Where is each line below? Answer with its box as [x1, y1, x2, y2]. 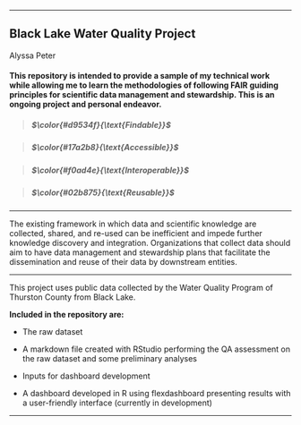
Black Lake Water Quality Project [9, 26, 196, 41]
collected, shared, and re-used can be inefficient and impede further [9, 227, 262, 238]
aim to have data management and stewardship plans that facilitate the [9, 247, 271, 258]
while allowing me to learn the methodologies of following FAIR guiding [9, 80, 279, 90]
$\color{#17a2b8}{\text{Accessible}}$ [30, 142, 179, 153]
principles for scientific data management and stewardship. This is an [9, 89, 275, 100]
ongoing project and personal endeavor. [9, 99, 162, 110]
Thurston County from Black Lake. [9, 292, 136, 302]
